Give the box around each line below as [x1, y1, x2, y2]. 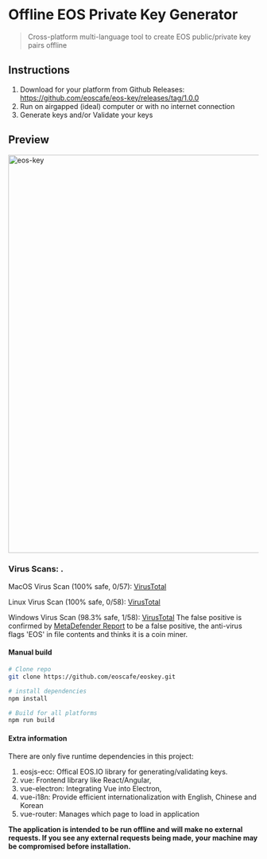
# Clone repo [8, 666, 52, 674]
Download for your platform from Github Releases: [19, 84, 185, 94]
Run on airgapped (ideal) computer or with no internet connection [19, 101, 235, 111]
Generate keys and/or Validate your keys [19, 110, 153, 119]
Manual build [8, 647, 52, 658]
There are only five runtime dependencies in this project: [8, 751, 194, 761]
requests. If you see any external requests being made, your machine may [8, 833, 258, 842]
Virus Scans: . [8, 564, 64, 575]
